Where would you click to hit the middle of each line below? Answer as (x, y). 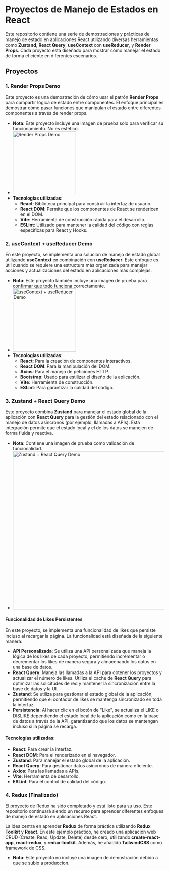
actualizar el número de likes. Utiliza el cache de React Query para (82, 678)
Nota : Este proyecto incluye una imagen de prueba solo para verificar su (88, 123)
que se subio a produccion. (41, 863)
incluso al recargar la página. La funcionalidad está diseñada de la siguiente (84, 636)
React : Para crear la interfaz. (42, 749)
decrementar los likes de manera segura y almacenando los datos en (84, 662)
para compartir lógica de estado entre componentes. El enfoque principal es (84, 102)
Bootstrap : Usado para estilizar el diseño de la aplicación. (80, 377)
